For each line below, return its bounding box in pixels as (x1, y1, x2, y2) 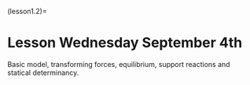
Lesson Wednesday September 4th (7, 34, 243, 51)
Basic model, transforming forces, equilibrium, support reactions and (7, 59, 230, 69)
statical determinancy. (7, 68, 79, 77)
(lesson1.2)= (7, 7, 48, 16)
